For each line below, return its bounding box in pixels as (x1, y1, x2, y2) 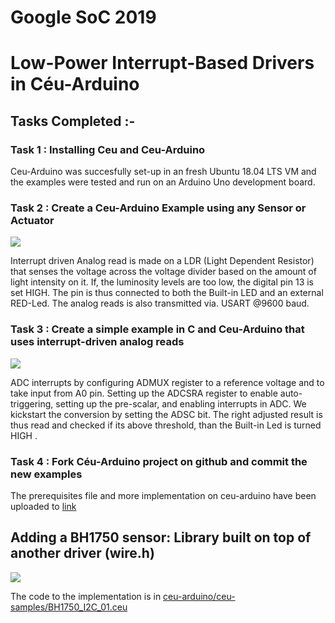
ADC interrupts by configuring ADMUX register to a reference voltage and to (10, 376, 325, 388)
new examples (10, 467, 83, 481)
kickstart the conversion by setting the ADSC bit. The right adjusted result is (10, 408, 323, 420)
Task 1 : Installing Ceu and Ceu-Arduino (10, 142, 206, 156)
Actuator (10, 213, 55, 227)
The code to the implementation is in (10, 590, 162, 602)
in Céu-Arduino (10, 73, 140, 96)
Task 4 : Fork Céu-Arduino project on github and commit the (10, 454, 308, 468)
